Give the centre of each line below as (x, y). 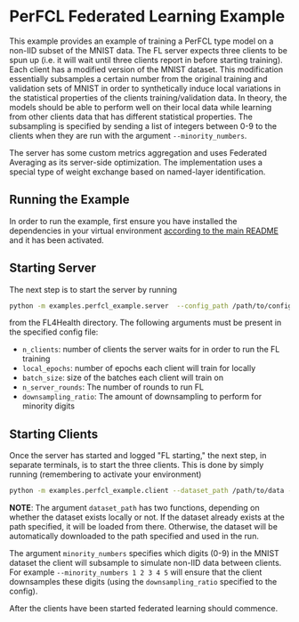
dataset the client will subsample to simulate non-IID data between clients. (145, 563)
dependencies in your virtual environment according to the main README (144, 230)
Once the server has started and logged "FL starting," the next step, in (138, 456)
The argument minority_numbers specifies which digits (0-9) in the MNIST (145, 553)
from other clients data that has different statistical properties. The (131, 117)
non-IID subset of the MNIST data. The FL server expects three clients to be (148, 50)
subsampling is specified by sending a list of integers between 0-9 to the (143, 125)
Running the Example (70, 200)
